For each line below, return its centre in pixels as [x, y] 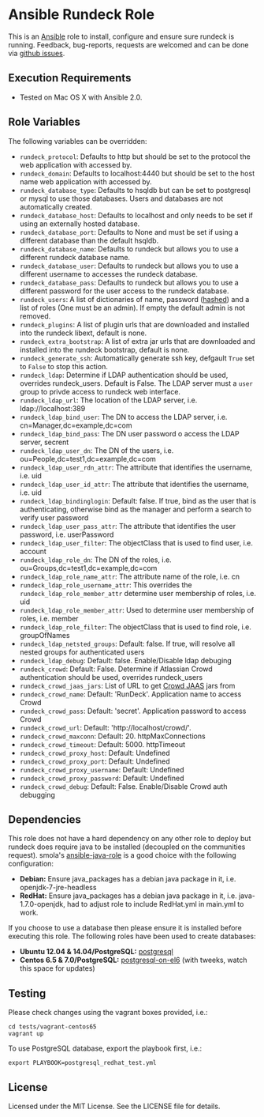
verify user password [54, 517]
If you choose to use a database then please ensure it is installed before [125, 928]
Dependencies [45, 819]
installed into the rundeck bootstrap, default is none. [104, 349]
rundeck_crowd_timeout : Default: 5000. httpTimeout [102, 744]
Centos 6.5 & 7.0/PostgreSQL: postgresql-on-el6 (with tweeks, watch [133, 960]
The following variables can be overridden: [78, 141]
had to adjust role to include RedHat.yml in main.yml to [155, 904]
